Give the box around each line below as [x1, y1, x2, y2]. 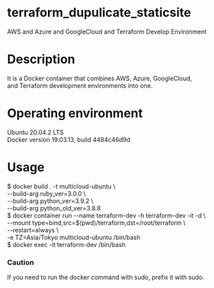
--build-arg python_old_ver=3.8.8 [7, 204, 101, 212]
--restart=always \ [7, 226, 59, 234]
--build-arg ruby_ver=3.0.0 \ [7, 189, 86, 197]
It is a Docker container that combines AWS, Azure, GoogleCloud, [7, 74, 192, 82]
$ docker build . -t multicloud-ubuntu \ [7, 182, 116, 190]
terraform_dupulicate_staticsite [7, 5, 191, 21]
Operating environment [7, 106, 143, 121]
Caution [7, 257, 34, 267]
